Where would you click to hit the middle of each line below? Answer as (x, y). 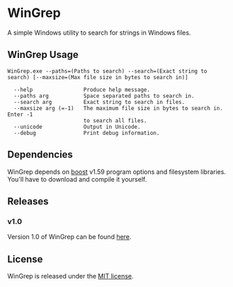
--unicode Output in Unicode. (77, 127)
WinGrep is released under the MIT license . (70, 276)
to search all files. (115, 121)
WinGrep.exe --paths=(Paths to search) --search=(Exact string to (107, 71)
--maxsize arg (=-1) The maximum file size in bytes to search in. (118, 108)
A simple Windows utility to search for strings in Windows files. (99, 33)
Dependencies (40, 154)
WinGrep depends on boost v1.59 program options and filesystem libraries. (117, 172)
